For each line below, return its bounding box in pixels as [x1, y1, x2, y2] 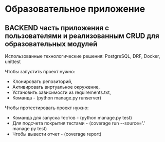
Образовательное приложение [5, 3, 145, 15]
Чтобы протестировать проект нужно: [5, 105, 89, 111]
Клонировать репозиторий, [12, 78, 72, 85]
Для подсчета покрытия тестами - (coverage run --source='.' [12, 120, 145, 126]
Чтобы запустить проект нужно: [5, 69, 76, 74]
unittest [5, 58, 21, 65]
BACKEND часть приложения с [5, 24, 109, 32]
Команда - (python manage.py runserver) [12, 95, 101, 100]
